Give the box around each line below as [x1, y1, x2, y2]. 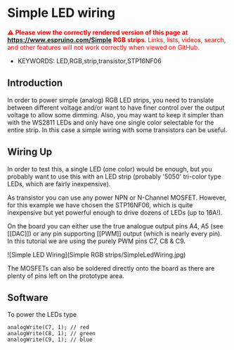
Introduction [7, 77, 63, 89]
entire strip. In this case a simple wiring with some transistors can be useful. [7, 125, 228, 134]
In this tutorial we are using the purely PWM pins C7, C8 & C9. [7, 237, 186, 245]
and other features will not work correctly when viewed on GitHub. [7, 43, 200, 51]
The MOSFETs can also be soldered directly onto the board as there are [7, 264, 215, 272]
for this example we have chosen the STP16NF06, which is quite [7, 200, 193, 209]
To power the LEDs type [7, 311, 77, 319]
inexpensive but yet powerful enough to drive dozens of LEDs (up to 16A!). [7, 208, 223, 216]
